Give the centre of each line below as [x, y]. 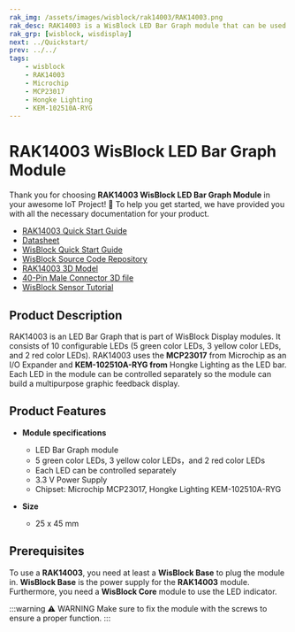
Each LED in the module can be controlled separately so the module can [140, 374]
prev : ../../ [33, 50]
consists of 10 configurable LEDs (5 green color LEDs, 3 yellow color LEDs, [145, 346]
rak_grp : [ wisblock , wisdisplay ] [71, 34]
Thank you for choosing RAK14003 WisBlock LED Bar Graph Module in [140, 195]
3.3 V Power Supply [71, 480]
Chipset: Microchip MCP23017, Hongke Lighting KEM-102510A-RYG [158, 489]
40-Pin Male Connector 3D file [78, 278]
